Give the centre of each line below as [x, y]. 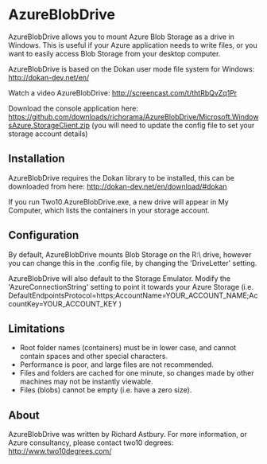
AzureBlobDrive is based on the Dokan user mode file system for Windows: [132, 68]
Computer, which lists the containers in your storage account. [109, 210]
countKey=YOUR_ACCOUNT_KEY [63, 303]
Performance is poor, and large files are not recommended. [117, 365]
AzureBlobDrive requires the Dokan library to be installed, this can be [121, 177]
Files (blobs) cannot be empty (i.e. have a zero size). [106, 390]
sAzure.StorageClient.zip [49, 125]
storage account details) [48, 134]
